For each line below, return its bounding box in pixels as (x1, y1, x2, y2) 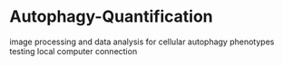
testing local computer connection (9, 45, 138, 56)
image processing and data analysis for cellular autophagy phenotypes (9, 36, 275, 47)
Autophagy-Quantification (9, 6, 213, 27)
